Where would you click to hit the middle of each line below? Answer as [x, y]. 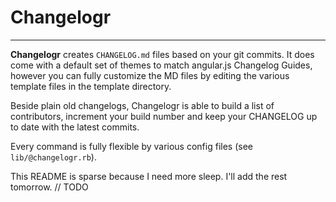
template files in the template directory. [91, 86]
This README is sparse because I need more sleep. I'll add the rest [149, 176]
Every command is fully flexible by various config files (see [131, 146]
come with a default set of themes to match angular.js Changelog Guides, [161, 65]
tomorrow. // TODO [49, 187]
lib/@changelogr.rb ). [53, 157]
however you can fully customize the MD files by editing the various [150, 75]
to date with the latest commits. [75, 127]
